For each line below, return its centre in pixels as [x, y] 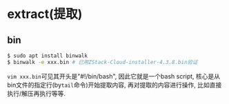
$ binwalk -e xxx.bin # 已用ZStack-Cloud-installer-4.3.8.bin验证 [102, 62]
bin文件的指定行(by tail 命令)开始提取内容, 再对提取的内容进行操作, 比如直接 [114, 85]
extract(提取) [45, 14]
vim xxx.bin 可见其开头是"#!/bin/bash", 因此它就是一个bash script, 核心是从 [114, 76]
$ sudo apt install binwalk [48, 56]
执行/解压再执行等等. [37, 93]
